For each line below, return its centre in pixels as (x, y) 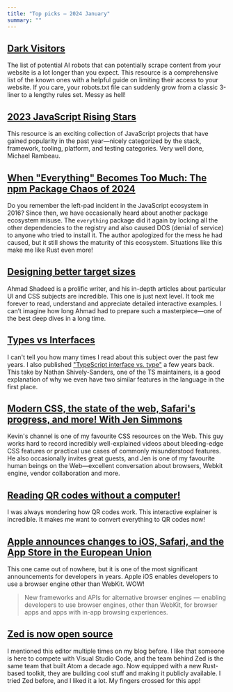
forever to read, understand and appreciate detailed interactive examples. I (114, 303)
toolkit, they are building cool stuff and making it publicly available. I (124, 673)
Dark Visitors (36, 48)
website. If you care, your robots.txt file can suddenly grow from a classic (113, 87)
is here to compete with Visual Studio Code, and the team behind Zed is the (115, 658)
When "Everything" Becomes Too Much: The (107, 178)
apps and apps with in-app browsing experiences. (96, 612)
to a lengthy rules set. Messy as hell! (74, 95)
